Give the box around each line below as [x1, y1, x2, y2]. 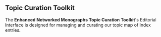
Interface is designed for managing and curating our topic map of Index [5, 22, 151, 28]
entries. [5, 27, 21, 33]
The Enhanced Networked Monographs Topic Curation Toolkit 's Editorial [5, 17, 157, 22]
